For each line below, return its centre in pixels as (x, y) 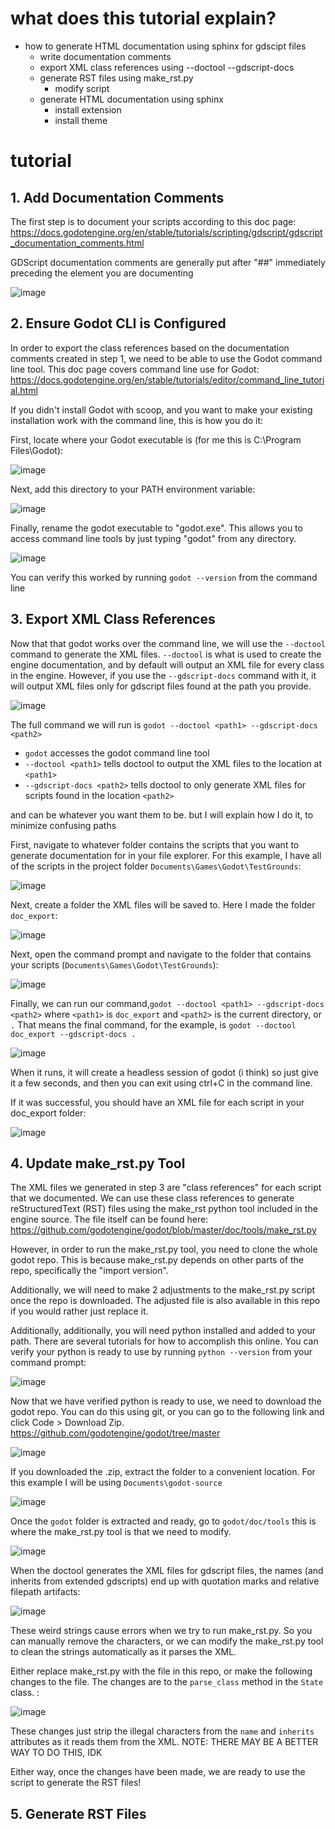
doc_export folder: (48, 1113)
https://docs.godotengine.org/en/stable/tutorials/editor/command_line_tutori (167, 379)
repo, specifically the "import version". (89, 1271)
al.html (24, 390)
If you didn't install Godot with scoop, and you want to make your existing (161, 409)
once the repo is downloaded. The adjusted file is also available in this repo (165, 1301)
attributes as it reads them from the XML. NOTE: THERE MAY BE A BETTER (164, 1742)
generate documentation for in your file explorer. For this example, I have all (166, 855)
